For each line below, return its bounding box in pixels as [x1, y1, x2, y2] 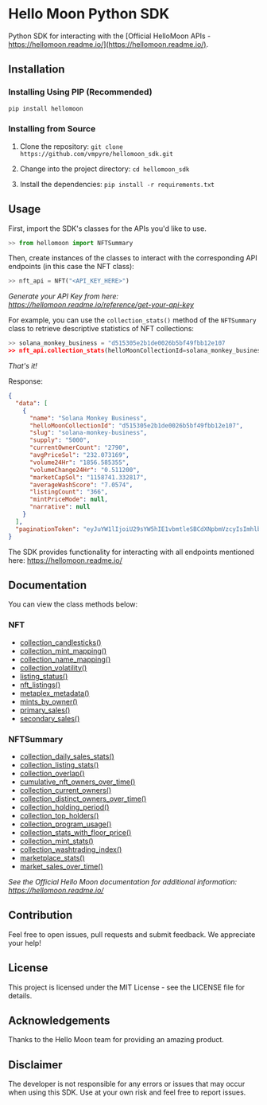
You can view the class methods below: [8, 599, 138, 609]
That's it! [8, 361, 38, 371]
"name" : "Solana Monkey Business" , [29, 414, 148, 422]
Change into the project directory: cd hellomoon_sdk [19, 164, 190, 174]
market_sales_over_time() [19, 861, 103, 872]
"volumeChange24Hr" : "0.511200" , [29, 466, 141, 474]
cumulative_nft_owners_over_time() [19, 777, 136, 787]
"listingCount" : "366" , [29, 488, 109, 496]
